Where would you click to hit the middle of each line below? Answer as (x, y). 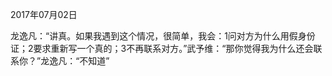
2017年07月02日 (44, 14)
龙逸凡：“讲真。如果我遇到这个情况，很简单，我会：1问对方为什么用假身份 (163, 36)
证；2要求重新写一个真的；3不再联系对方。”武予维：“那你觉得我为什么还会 (162, 48)
